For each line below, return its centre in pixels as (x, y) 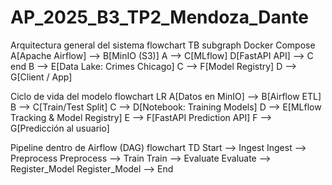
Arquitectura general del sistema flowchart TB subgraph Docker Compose (163, 45)
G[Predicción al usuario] (60, 128)
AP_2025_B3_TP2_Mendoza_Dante (159, 17)
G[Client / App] (41, 77)
